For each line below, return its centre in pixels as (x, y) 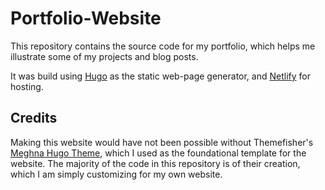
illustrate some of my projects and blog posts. (104, 56)
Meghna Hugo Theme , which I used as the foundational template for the (158, 153)
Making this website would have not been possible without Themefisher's (162, 142)
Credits (34, 118)
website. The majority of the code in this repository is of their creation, (155, 163)
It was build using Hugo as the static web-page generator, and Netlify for (160, 76)
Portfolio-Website (86, 18)
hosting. (27, 86)
